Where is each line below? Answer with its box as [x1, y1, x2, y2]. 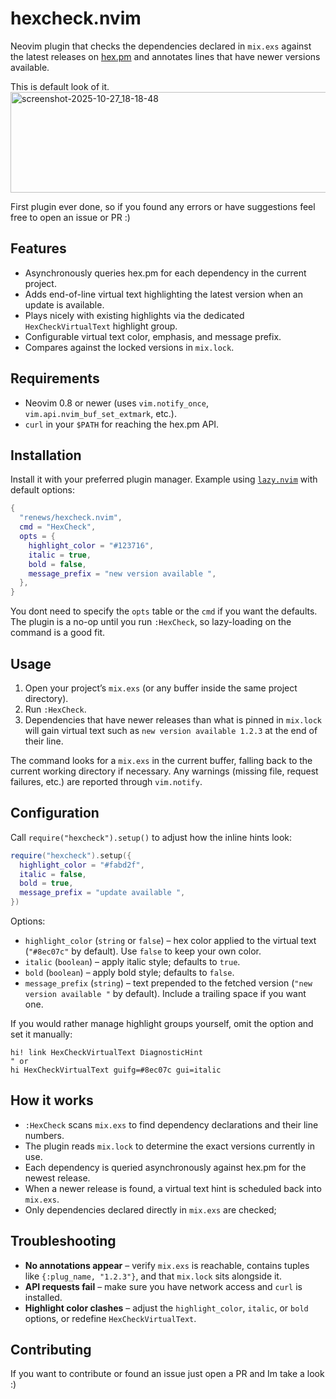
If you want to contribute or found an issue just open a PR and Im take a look [10, 1368, 325, 1380]
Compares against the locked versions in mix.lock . [24, 341, 235, 353]
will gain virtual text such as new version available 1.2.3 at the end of [24, 724, 318, 736]
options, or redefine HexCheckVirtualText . [24, 1312, 197, 1324]
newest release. [24, 1172, 91, 1184]
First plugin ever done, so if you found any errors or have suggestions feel [10, 200, 316, 212]
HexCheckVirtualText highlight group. [24, 320, 178, 332]
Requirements [10, 370, 100, 387]
